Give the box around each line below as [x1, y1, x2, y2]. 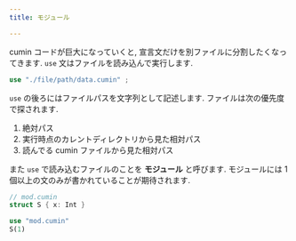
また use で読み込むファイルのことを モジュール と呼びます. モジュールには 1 [9, 164, 288, 174]
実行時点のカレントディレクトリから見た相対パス [21, 133, 202, 144]
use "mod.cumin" [9, 217, 69, 226]
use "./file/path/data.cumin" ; [9, 75, 129, 84]
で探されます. [9, 103, 60, 114]
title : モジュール [9, 12, 70, 22]
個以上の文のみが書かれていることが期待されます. [9, 174, 191, 185]
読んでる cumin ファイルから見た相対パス [21, 144, 174, 156]
